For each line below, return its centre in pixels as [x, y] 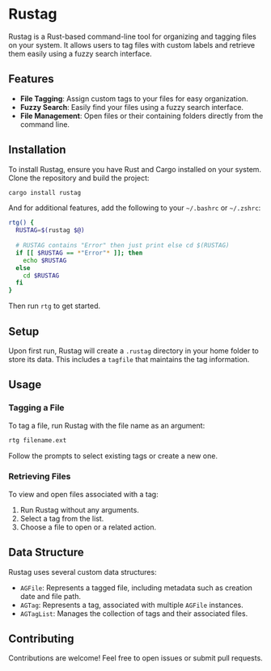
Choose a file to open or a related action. [88, 527]
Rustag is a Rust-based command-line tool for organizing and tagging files [132, 36]
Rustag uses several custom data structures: [83, 572]
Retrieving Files [40, 476]
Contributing [41, 639]
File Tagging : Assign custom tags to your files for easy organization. [134, 99]
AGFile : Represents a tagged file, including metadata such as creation [136, 588]
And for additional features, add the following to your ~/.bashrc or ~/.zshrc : [135, 208]
